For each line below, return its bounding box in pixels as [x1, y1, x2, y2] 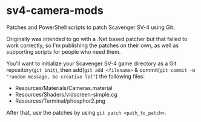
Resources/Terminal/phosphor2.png [15, 97, 106, 104]
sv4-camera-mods [6, 4, 104, 18]
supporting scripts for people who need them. [6, 48, 121, 55]
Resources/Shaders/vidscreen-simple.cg [15, 91, 118, 98]
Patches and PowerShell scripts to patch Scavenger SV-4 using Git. [6, 24, 175, 31]
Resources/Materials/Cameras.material [15, 84, 113, 91]
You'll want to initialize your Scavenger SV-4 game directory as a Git [6, 60, 177, 67]
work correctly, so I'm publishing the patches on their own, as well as [6, 42, 179, 49]
